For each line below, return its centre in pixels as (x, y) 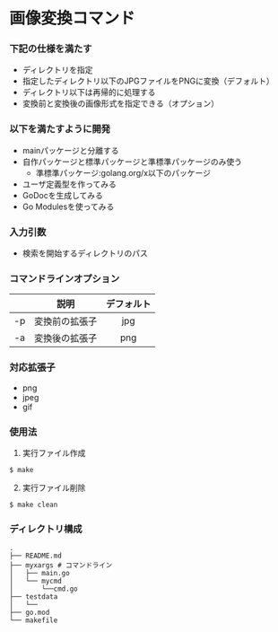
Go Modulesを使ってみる (68, 206)
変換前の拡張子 (66, 321)
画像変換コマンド (73, 18)
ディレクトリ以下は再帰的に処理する (89, 92)
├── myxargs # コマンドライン (61, 566)
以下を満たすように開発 (60, 129)
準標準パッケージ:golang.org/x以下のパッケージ (123, 172)
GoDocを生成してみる (62, 195)
